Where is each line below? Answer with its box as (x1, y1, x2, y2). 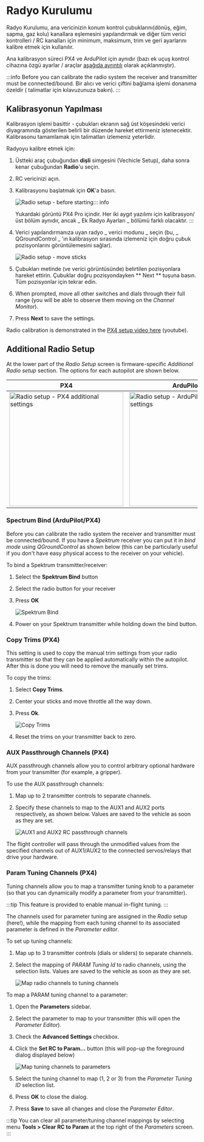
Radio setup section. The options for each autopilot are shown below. (6, 367, 180, 374)
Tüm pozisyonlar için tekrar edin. (15, 278, 97, 285)
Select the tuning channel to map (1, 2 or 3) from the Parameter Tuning (15, 1074, 192, 1082)
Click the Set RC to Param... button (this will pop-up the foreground (15, 1045, 185, 1052)
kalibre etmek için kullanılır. (6, 43, 74, 51)
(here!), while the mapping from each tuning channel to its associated (6, 919, 180, 926)
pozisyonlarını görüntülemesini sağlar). (15, 241, 112, 248)
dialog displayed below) (15, 1051, 75, 1059)
